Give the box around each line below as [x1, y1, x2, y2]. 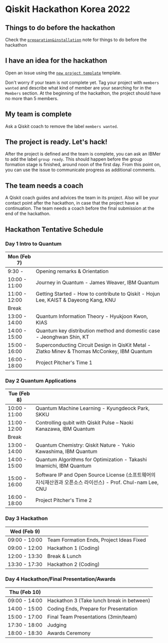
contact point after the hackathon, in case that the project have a [5, 200, 139, 206]
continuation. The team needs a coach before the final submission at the [5, 205, 154, 211]
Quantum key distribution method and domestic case [35, 327, 160, 334]
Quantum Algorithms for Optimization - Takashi [35, 456, 147, 463]
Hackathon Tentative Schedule [5, 225, 103, 234]
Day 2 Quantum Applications [5, 377, 76, 384]
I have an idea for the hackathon [5, 57, 107, 65]
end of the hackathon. [5, 211, 51, 217]
